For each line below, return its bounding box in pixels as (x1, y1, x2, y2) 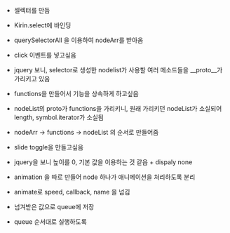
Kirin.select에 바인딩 (13, 21, 72, 29)
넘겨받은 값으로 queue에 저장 (13, 203, 95, 211)
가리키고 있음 (13, 74, 50, 83)
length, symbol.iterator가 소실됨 (13, 113, 104, 121)
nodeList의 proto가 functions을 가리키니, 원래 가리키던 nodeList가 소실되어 (13, 105, 222, 112)
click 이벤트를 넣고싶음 (13, 51, 77, 59)
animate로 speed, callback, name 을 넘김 (13, 188, 130, 196)
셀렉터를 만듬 (13, 6, 50, 14)
